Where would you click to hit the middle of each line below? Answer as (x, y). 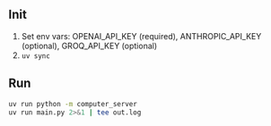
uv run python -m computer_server (73, 104)
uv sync (35, 56)
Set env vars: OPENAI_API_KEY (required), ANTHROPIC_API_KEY (141, 36)
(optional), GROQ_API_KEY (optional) (89, 46)
